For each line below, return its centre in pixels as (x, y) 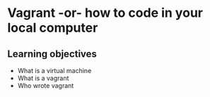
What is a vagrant (43, 78)
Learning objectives (52, 54)
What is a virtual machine (54, 71)
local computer (53, 28)
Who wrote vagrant (46, 85)
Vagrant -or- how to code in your (105, 13)
